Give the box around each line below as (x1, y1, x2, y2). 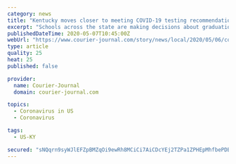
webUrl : (7, 37, 30, 44)
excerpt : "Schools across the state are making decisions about (7, 23, 199, 30)
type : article (7, 43, 49, 50)
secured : (7, 146, 33, 153)
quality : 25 (7, 50, 42, 57)
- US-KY (13, 133, 37, 141)
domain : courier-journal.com (13, 89, 99, 96)
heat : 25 (7, 56, 33, 63)
